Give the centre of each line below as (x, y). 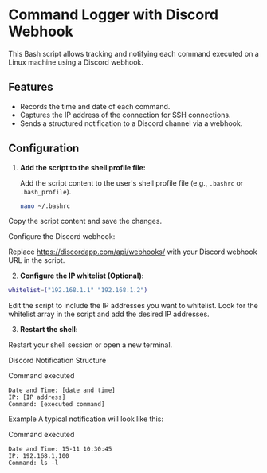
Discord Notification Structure (57, 361)
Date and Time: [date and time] (62, 391)
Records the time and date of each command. (95, 106)
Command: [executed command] (57, 405)
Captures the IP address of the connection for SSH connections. (125, 115)
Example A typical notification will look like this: (86, 419)
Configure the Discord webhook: (62, 236)
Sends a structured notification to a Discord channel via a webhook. (131, 123)
